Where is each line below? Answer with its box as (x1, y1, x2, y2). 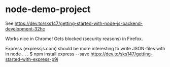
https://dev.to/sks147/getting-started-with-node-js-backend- (14, 20, 143, 26)
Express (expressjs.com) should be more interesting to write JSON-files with (5, 45, 165, 51)
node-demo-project (5, 4, 91, 15)
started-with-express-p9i (5, 56, 58, 62)
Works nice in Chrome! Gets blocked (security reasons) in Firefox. (5, 36, 143, 42)
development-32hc (5, 25, 46, 31)
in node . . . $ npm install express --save (5, 51, 90, 57)
